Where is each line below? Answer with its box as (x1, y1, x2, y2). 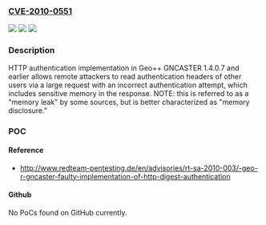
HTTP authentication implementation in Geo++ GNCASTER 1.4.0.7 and (8, 62, 240, 73)
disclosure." (8, 106, 48, 115)
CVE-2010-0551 (8, 6, 73, 17)
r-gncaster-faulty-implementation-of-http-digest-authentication (19, 171, 231, 181)
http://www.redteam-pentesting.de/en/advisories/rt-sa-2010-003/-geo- (19, 163, 258, 173)
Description (8, 45, 55, 56)
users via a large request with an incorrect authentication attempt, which (8, 80, 248, 90)
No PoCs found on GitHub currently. (8, 207, 127, 217)
